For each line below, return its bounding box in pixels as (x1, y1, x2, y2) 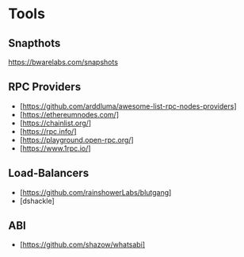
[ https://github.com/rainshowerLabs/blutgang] (19, 187, 172, 197)
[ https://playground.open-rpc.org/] (19, 135, 134, 144)
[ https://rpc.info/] (19, 126, 77, 136)
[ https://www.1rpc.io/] (19, 144, 91, 153)
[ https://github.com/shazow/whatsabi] (19, 240, 145, 250)
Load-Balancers (8, 167, 90, 180)
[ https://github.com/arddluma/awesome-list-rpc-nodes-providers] (19, 101, 237, 111)
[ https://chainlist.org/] (19, 118, 92, 128)
